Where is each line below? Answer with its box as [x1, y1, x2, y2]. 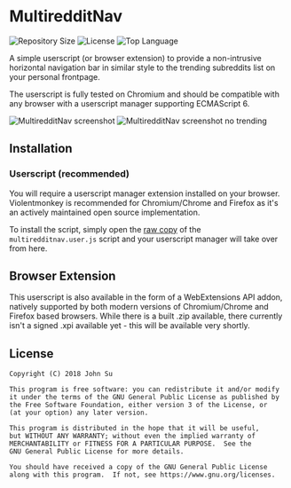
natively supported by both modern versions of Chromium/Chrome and [9, 302, 269, 312]
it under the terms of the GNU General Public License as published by [9, 393, 279, 402]
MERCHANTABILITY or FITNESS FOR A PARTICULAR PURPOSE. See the [9, 439, 252, 449]
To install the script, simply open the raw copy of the [9, 224, 201, 234]
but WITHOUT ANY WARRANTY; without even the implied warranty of [9, 432, 256, 441]
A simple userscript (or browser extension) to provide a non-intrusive [9, 52, 262, 63]
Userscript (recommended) [9, 168, 130, 180]
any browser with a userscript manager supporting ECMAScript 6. [9, 98, 250, 108]
